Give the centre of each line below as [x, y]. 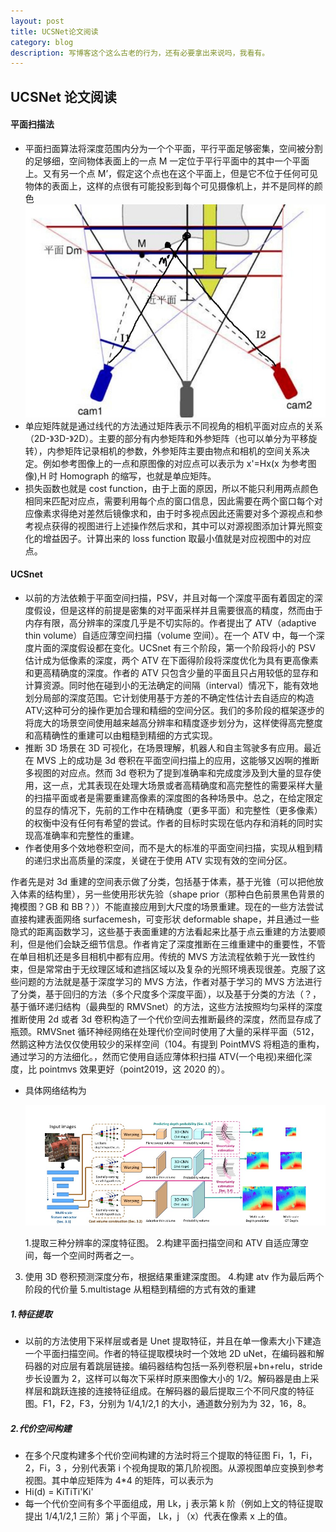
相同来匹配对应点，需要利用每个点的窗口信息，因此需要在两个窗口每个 [169, 501]
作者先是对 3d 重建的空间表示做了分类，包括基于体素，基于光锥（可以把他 [163, 881]
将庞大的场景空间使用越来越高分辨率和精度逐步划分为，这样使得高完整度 [173, 722]
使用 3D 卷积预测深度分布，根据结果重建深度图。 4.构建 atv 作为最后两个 [174, 1277]
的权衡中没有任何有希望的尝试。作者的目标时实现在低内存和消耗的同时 [169, 822]
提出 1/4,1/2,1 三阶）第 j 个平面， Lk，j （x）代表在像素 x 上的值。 [158, 1516]
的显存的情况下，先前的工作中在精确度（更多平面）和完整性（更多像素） [173, 810]
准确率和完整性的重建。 [91, 835]
